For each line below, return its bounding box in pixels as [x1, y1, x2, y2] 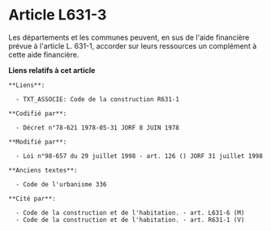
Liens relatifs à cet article [8, 65, 96, 75]
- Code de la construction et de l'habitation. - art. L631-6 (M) [15, 208, 245, 216]
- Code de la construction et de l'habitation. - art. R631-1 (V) [15, 216, 245, 224]
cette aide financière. [8, 49, 80, 59]
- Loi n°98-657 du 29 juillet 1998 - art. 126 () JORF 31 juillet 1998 [15, 152, 264, 160]
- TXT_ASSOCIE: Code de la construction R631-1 [15, 95, 180, 103]
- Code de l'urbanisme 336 [15, 180, 107, 188]
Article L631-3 [8, 6, 107, 24]
